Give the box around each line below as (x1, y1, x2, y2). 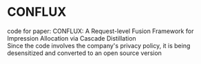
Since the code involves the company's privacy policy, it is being (7, 41, 191, 50)
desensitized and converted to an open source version (7, 49, 162, 57)
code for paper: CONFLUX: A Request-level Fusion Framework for (7, 27, 194, 35)
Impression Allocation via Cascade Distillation (7, 34, 136, 42)
